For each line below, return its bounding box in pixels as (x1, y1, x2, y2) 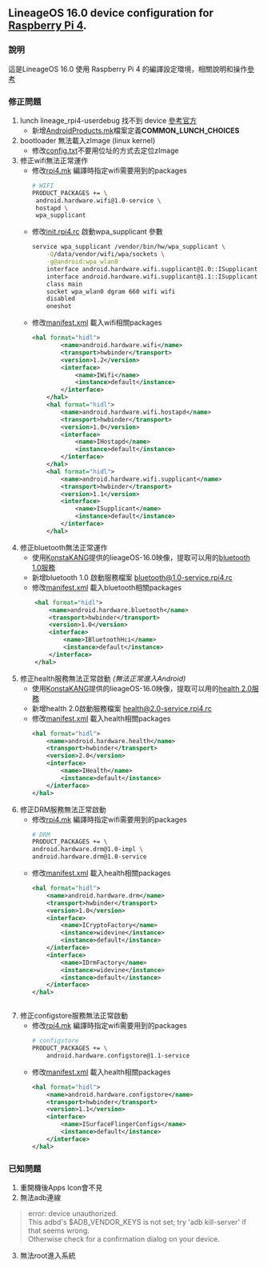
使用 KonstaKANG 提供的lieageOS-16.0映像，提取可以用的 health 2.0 (31, 683, 253, 693)
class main (46, 280, 82, 288)
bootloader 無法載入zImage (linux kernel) (19, 135, 156, 145)
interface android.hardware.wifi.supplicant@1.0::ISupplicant (46, 265, 258, 273)
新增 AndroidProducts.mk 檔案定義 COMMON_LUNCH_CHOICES (31, 126, 240, 135)
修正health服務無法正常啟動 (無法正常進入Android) (19, 674, 186, 683)
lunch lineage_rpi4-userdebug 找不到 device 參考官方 (19, 115, 197, 125)
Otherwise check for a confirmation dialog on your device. (27, 1234, 221, 1244)
